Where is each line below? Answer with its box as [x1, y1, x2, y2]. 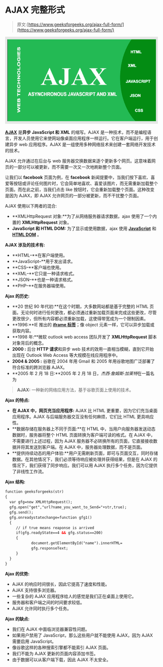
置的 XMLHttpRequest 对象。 [12, 220, 72, 226]
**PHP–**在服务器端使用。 [12, 283, 68, 289]
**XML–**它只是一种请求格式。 [12, 271, 77, 277]
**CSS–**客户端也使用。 [12, 265, 64, 270]
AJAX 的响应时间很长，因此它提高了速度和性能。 [12, 581, 110, 587]
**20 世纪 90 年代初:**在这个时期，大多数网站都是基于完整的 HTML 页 [12, 304, 154, 309]
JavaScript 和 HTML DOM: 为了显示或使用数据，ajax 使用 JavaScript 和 [12, 226, 157, 231]
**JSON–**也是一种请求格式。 [12, 277, 76, 283]
